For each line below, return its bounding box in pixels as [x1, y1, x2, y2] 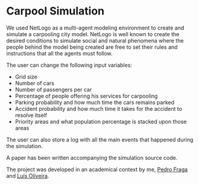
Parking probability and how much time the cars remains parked [14, 98, 175, 106]
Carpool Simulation [6, 4, 104, 18]
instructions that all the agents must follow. [6, 49, 113, 57]
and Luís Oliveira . [6, 172, 49, 179]
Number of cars [14, 80, 54, 87]
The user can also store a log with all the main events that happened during [6, 136, 194, 143]
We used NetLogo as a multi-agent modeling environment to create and [6, 24, 185, 31]
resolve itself [14, 111, 47, 119]
